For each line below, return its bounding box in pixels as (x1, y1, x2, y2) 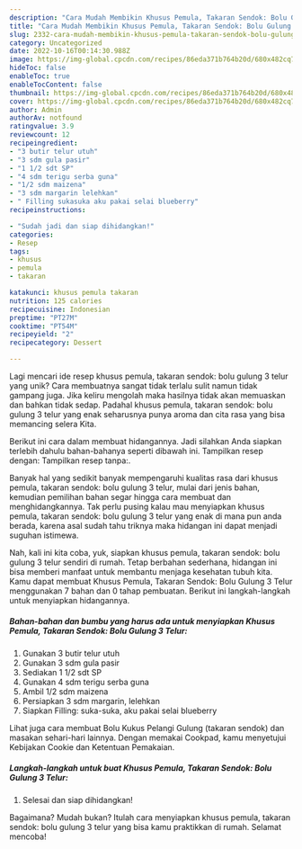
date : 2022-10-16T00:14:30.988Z (9, 47, 130, 56)
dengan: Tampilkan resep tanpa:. (9, 455, 131, 466)
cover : (9, 96, 34, 106)
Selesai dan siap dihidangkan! (22, 794, 133, 805)
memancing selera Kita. (9, 419, 97, 429)
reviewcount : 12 (9, 130, 70, 139)
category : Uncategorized (9, 38, 102, 48)
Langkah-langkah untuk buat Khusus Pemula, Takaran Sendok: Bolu (9, 762, 272, 773)
